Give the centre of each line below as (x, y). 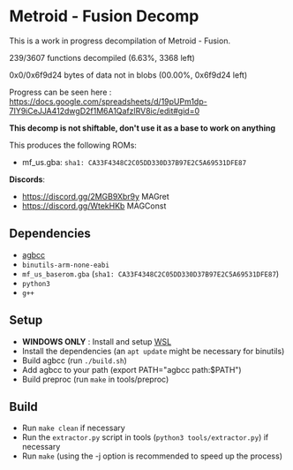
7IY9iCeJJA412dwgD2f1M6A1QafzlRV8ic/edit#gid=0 (105, 110)
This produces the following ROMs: (73, 145)
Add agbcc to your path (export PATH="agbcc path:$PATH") (131, 369)
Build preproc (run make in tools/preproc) (95, 379)
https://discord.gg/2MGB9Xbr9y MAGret (95, 196)
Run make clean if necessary (73, 428)
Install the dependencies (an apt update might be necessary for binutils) (153, 351)
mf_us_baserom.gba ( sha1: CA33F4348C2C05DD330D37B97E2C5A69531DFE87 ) (150, 273)
